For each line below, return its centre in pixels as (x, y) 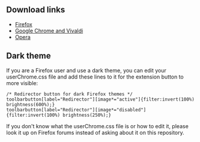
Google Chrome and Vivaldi (49, 31)
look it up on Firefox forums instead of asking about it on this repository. (95, 132)
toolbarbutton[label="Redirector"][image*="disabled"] (76, 110)
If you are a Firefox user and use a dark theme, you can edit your (86, 70)
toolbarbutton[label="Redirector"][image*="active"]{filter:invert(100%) (101, 99)
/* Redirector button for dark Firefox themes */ (70, 94)
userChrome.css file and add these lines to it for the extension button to (95, 77)
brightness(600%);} (31, 104)
